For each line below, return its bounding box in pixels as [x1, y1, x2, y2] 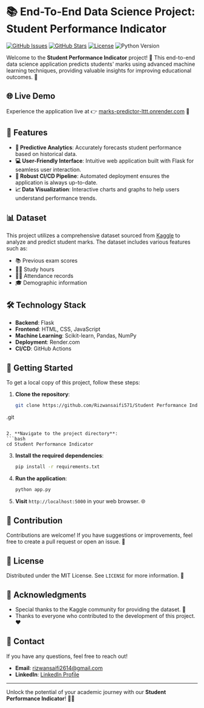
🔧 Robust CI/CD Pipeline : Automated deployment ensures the [15, 172, 170, 180]
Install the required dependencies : [15, 451, 104, 459]
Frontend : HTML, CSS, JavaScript [15, 325, 101, 333]
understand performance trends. [15, 194, 97, 202]
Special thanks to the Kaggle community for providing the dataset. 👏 [15, 606, 186, 613]
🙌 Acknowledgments [6, 589, 87, 600]
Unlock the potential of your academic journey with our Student [6, 688, 166, 695]
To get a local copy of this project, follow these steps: [6, 379, 141, 386]
